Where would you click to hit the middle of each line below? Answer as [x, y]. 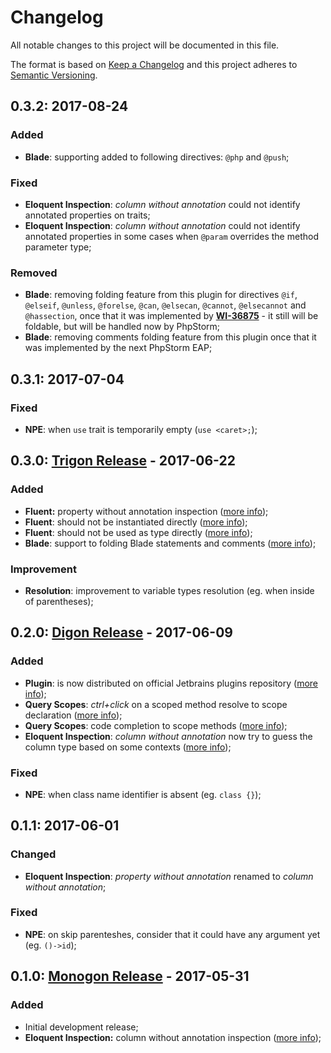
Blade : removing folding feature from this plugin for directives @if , [161, 295]
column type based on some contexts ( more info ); [128, 747]
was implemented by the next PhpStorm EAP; [118, 348]
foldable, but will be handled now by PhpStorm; [122, 327]
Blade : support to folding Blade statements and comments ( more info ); [170, 543]
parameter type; [58, 247]
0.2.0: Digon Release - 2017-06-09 [121, 632]
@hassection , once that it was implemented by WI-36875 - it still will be [171, 316]
